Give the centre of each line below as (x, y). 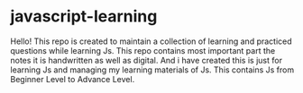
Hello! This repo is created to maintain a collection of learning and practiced (151, 41)
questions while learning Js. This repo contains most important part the (143, 50)
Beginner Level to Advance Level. (73, 79)
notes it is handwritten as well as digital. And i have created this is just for (147, 60)
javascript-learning (84, 17)
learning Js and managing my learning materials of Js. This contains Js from (152, 70)
